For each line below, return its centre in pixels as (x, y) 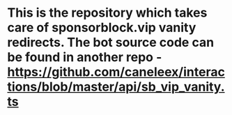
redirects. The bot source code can (111, 43)
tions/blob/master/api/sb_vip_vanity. (116, 87)
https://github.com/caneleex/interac (116, 72)
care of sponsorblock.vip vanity (102, 28)
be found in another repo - (85, 58)
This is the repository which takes (107, 13)
